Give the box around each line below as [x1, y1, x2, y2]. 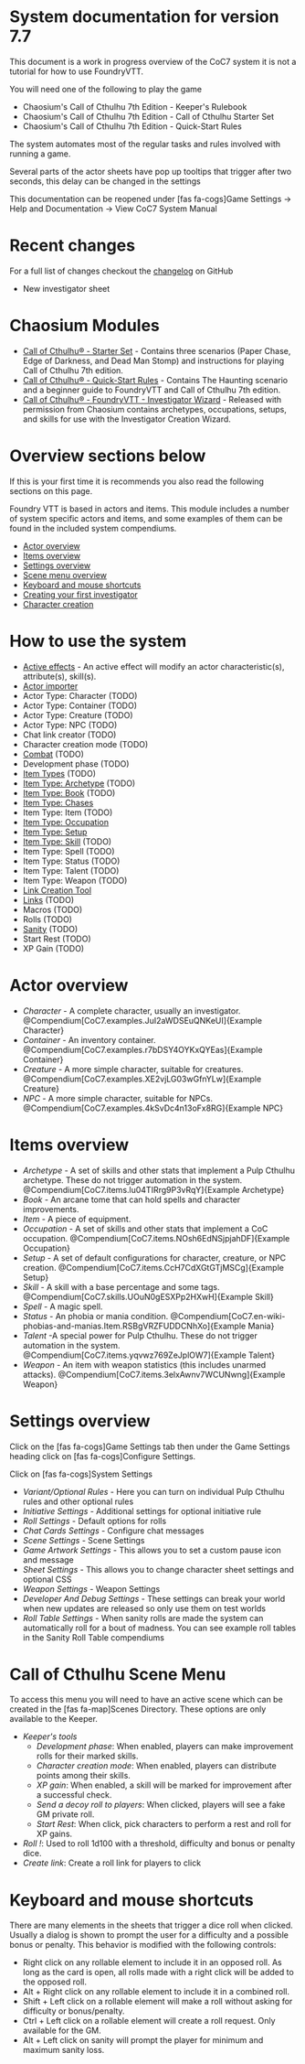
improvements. [22, 1203, 79, 1214]
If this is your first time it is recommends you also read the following [9, 476, 265, 487]
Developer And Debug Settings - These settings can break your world [22, 1593, 286, 1604]
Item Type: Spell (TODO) [22, 845, 116, 856]
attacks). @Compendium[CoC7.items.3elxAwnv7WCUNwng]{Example [22, 1369, 286, 1380]
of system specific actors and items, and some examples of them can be [9, 512, 283, 523]
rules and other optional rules [22, 1496, 134, 1507]
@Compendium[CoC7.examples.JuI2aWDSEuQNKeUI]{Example [22, 1015, 263, 1026]
